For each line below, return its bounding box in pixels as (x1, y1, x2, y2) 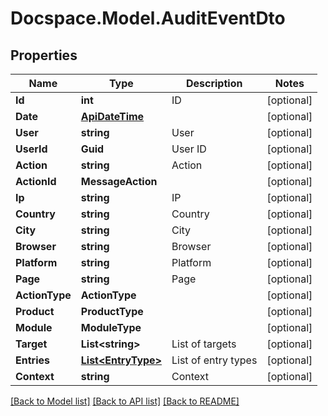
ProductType (80, 305, 144, 318)
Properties (10, 47, 78, 64)
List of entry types (171, 353, 258, 367)
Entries (15, 353, 50, 367)
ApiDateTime (80, 110, 145, 123)
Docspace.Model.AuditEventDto (10, 7, 286, 30)
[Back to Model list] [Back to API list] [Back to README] (10, 395, 240, 407)
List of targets (171, 337, 237, 351)
